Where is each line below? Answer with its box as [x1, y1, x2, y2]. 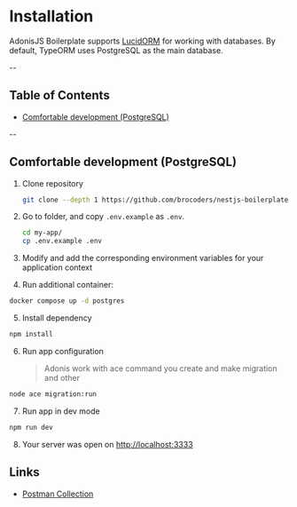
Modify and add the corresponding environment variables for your [21, 253, 264, 264]
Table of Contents [9, 88, 111, 103]
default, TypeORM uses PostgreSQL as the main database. [9, 44, 223, 55]
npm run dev [9, 423, 53, 432]
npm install [9, 330, 53, 339]
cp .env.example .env [21, 237, 102, 246]
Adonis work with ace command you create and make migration [43, 362, 277, 374]
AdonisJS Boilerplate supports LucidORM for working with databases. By [9, 36, 277, 46]
